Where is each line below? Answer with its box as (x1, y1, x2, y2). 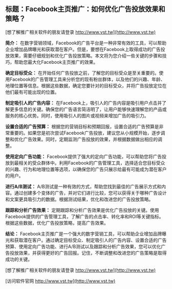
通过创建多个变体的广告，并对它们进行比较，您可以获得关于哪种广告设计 (14, 189, 167, 196)
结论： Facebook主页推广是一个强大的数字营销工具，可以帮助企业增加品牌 (5, 230, 162, 236)
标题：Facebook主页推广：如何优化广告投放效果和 (5, 5, 165, 14)
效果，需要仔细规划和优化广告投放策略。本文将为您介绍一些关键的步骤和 (9, 53, 162, 59)
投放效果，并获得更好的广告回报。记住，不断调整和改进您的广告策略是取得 (9, 250, 167, 256)
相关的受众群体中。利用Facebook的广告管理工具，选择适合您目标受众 (18, 160, 165, 166)
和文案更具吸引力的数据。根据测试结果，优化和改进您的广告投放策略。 (5, 196, 154, 202)
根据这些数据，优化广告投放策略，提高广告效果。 (5, 220, 109, 226)
